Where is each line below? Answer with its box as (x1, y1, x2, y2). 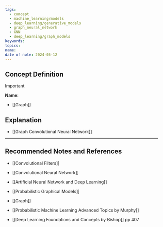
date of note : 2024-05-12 (5, 52, 57, 57)
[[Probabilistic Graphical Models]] (12, 188, 80, 194)
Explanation (5, 116, 42, 124)
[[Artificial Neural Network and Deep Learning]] (12, 179, 107, 185)
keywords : (5, 39, 25, 44)
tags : (5, 7, 16, 12)
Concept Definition (5, 70, 64, 78)
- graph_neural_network (9, 25, 57, 30)
